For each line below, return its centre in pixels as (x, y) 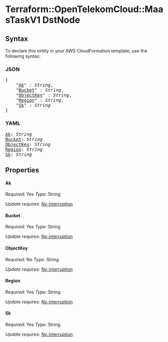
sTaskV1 (23, 20)
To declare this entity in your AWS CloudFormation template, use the (76, 51)
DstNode (62, 20)
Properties (22, 170)
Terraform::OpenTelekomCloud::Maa (84, 9)
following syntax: (23, 56)
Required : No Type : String (32, 259)
